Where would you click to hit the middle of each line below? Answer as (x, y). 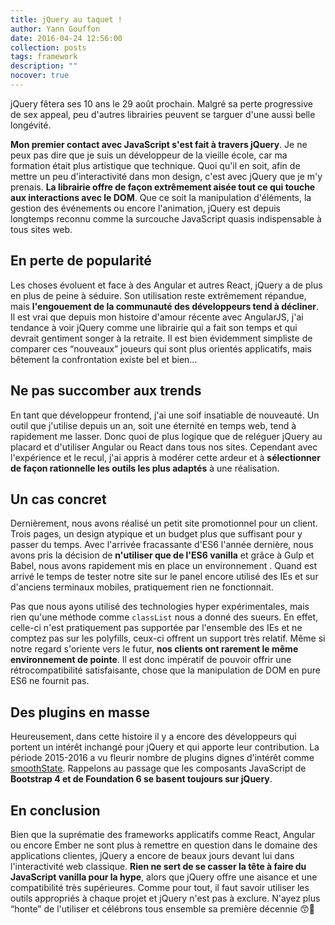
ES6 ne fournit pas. (50, 681)
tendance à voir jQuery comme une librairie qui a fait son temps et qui (154, 327)
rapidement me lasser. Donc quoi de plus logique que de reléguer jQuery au (166, 436)
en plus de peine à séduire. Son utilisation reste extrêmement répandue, (158, 295)
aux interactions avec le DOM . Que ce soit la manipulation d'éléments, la (161, 197)
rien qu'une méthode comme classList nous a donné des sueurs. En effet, (164, 617)
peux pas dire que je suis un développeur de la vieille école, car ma (149, 155)
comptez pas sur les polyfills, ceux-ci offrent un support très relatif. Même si (168, 638)
